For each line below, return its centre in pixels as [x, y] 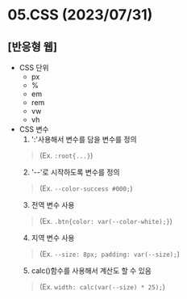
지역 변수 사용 [53, 238]
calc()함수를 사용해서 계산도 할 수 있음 [91, 271]
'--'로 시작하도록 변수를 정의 [75, 172]
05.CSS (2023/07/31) [80, 15]
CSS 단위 [34, 67]
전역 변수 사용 [53, 205]
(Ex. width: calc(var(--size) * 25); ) [102, 287]
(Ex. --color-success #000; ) [86, 188]
